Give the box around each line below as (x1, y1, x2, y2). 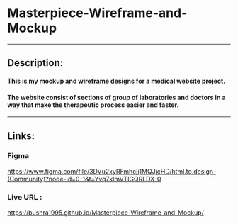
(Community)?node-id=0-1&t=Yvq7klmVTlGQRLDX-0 (7, 174, 161, 183)
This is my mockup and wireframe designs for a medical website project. (7, 77, 226, 85)
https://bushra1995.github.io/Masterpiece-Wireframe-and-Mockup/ (7, 208, 204, 217)
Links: (7, 130, 35, 142)
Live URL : (7, 192, 42, 202)
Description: (7, 57, 64, 69)
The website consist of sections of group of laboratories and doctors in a (7, 93, 226, 101)
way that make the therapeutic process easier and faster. (7, 101, 179, 109)
